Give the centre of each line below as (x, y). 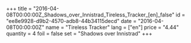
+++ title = (19, 9)
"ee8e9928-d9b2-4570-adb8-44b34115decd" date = (71, 21)
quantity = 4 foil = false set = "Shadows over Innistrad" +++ (79, 34)
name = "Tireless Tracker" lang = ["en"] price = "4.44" (112, 27)
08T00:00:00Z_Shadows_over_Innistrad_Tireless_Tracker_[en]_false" (90, 15)
